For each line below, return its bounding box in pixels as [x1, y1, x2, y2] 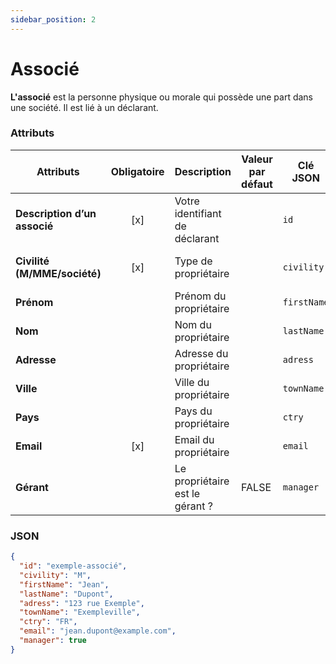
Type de [174, 254, 213, 268]
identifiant [174, 206, 222, 220]
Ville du [174, 375, 210, 389]
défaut [241, 177, 273, 191]
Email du [174, 432, 215, 446]
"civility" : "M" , [19, 570, 92, 580]
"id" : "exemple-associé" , [19, 561, 128, 571]
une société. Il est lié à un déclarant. [10, 101, 159, 113]
